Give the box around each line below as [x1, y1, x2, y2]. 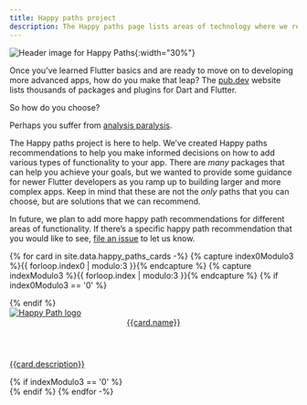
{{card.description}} [9, 358, 85, 369]
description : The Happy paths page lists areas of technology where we [9, 22, 288, 31]
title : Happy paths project [9, 13, 117, 23]
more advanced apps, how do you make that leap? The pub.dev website [9, 74, 281, 85]
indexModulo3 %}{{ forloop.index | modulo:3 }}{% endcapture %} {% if [9, 270, 279, 281]
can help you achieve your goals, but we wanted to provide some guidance [9, 166, 292, 177]
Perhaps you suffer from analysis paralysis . [9, 120, 173, 131]
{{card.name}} [126, 316, 181, 327]
